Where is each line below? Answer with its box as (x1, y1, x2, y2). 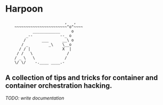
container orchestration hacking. (5, 82, 113, 90)
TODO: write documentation (5, 95, 65, 101)
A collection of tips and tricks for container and (5, 74, 158, 82)
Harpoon (5, 3, 43, 15)
